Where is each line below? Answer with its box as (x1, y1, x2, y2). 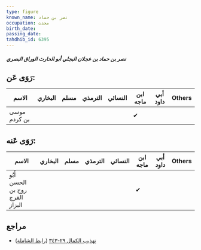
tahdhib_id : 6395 (6, 36, 50, 42)
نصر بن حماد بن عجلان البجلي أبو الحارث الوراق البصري (6, 55, 127, 62)
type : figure (6, 8, 39, 15)
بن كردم (9, 115, 30, 123)
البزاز (9, 201, 23, 209)
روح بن (9, 186, 27, 194)
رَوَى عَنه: (6, 135, 36, 145)
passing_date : (6, 31, 42, 37)
